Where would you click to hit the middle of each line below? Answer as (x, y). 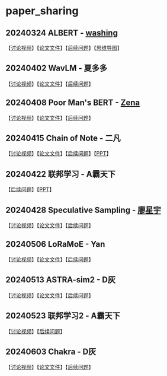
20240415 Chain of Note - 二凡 (63, 138)
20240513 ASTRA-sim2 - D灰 (61, 280)
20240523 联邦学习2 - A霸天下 (63, 316)
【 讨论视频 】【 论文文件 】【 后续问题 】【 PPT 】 (59, 154)
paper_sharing (42, 11)
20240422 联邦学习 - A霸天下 (61, 174)
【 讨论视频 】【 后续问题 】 (36, 331)
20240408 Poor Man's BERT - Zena (73, 103)
